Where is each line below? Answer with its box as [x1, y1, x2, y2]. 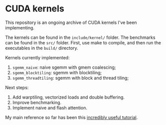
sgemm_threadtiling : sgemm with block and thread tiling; [12, 75, 129, 81]
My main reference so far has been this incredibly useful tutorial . [5, 114, 138, 120]
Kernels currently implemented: [5, 54, 70, 60]
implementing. [5, 24, 35, 30]
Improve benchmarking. [12, 99, 62, 105]
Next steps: [5, 84, 29, 90]
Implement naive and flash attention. [12, 105, 88, 111]
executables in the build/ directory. [5, 45, 78, 51]
